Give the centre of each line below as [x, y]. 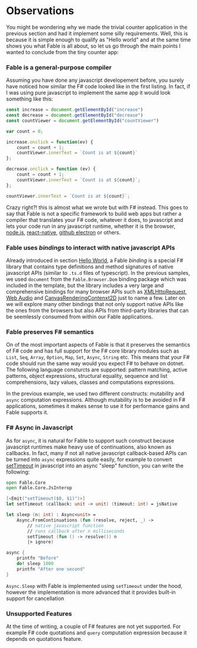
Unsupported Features [39, 613]
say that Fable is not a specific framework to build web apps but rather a [94, 214]
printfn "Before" [38, 558]
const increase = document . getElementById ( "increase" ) [75, 110]
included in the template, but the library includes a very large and [85, 285]
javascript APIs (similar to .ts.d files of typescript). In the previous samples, [98, 273]
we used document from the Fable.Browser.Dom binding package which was [96, 279]
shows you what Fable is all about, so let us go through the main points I [94, 46]
